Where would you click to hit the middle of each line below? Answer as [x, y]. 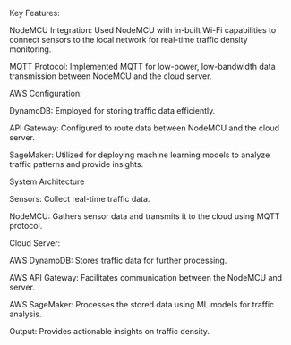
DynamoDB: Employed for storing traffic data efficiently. [112, 110]
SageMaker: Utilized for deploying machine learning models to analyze [140, 155]
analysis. [26, 314]
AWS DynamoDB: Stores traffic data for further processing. [118, 260]
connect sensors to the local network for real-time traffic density [128, 40]
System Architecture [47, 181]
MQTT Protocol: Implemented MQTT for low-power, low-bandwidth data [142, 67]
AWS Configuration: [46, 93]
